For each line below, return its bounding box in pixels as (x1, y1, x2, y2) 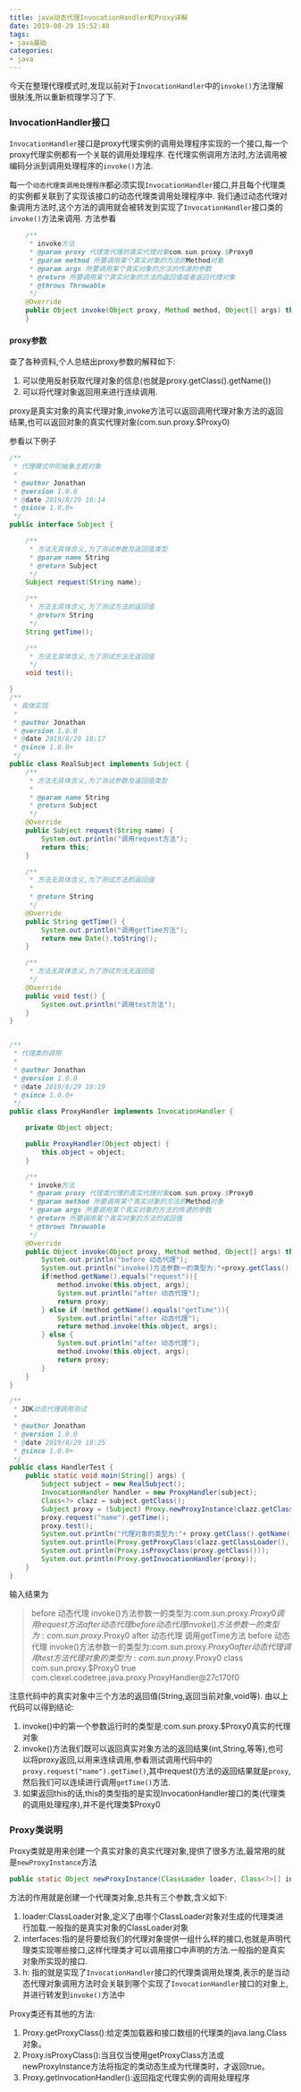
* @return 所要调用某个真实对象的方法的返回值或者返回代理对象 (29, 272, 236, 282)
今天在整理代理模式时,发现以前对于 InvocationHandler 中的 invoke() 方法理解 (9, 81, 284, 90)
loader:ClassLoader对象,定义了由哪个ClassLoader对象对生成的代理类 (21, 1910, 276, 1921)
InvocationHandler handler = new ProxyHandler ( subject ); (41, 1488, 257, 1497)
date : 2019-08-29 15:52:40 (9, 21, 110, 30)
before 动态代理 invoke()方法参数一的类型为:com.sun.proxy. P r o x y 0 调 (30, 1608, 284, 1618)
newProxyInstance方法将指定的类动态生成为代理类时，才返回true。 (21, 2061, 270, 2071)
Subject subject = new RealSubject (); (41, 1480, 186, 1489)
